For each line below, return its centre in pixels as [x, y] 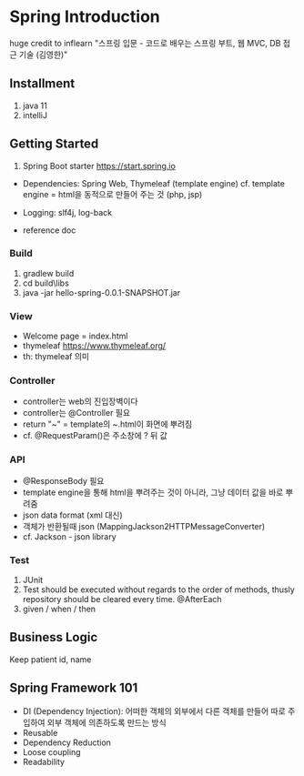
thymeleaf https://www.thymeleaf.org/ [94, 346]
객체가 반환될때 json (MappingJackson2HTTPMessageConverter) [144, 526]
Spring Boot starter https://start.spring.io [99, 166]
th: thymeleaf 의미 [56, 357]
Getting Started [54, 144]
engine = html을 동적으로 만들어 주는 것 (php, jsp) [112, 194]
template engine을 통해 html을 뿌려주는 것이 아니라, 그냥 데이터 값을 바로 [153, 492]
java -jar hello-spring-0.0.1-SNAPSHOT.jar [101, 292]
